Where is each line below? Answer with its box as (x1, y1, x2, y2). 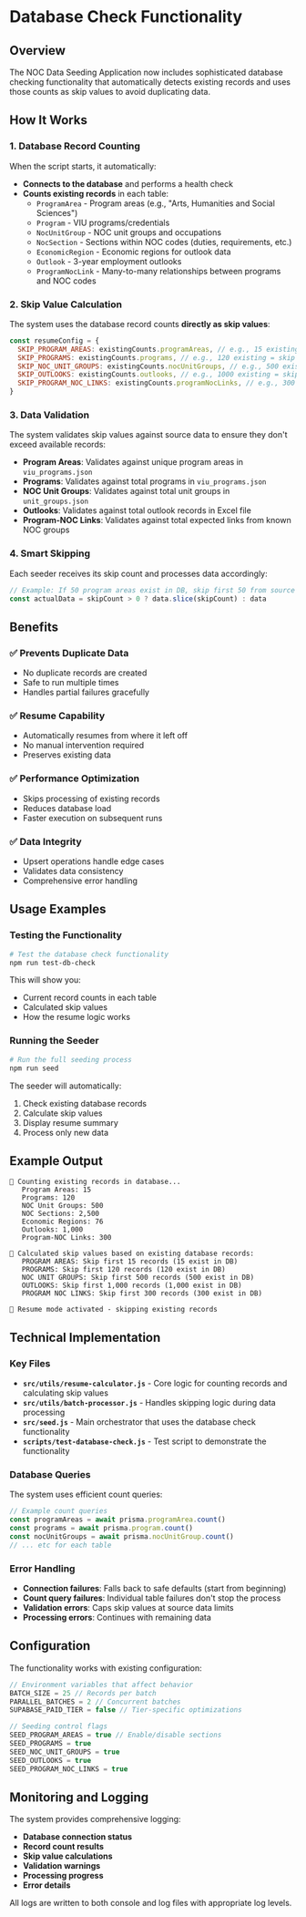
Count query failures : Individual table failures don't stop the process (22, 1592, 281, 1603)
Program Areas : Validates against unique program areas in (22, 457, 244, 468)
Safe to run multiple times (22, 677, 120, 688)
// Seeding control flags (9, 1722, 107, 1731)
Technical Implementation (9, 1329, 161, 1345)
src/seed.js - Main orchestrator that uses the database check (22, 1417, 257, 1427)
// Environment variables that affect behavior (9, 1680, 194, 1689)
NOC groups (22, 524, 70, 535)
